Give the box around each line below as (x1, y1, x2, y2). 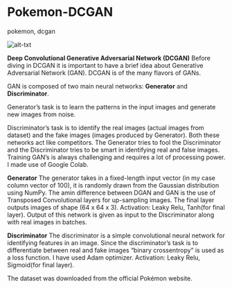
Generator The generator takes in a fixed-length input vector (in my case (7, 174, 216, 182)
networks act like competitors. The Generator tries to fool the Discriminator (7, 138, 222, 146)
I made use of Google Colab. (7, 160, 89, 168)
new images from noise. (7, 110, 76, 118)
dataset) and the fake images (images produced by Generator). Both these (7, 131, 220, 139)
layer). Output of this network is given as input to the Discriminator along (7, 210, 215, 219)
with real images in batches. (7, 217, 88, 226)
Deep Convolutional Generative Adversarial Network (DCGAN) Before (7, 53, 211, 62)
